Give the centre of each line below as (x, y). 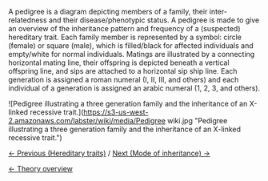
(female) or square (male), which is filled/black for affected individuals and (131, 46)
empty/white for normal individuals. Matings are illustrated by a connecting (132, 54)
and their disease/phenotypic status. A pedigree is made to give (154, 20)
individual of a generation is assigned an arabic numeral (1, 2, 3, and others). (134, 88)
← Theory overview (41, 169)
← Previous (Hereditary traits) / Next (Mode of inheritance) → (109, 153)
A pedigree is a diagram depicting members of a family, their (108, 12)
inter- (218, 12)
